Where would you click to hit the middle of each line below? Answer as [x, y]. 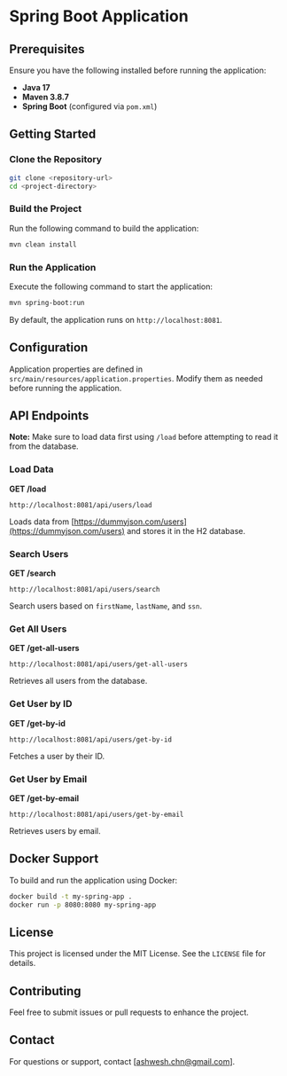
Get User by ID [41, 704]
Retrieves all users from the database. [78, 681]
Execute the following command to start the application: [111, 287]
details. [23, 963]
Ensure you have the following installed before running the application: [138, 70]
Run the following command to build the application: [104, 228]
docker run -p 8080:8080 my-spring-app [83, 905]
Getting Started [53, 134]
